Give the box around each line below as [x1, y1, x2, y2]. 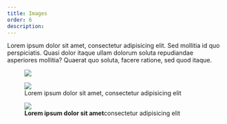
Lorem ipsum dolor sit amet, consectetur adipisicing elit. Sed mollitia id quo [7, 42, 220, 50]
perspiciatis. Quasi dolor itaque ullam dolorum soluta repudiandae [7, 49, 194, 57]
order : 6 [7, 16, 32, 23]
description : [7, 23, 45, 29]
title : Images [7, 10, 48, 17]
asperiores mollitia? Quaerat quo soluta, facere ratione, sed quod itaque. [7, 56, 213, 64]
